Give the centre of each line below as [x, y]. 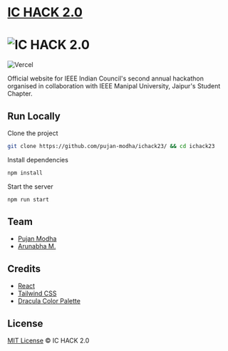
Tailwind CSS [37, 293]
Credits [24, 269]
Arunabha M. [37, 246]
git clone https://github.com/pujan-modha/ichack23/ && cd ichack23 [111, 146]
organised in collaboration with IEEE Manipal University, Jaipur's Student [114, 86]
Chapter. [20, 94]
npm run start [28, 199]
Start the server [30, 187]
